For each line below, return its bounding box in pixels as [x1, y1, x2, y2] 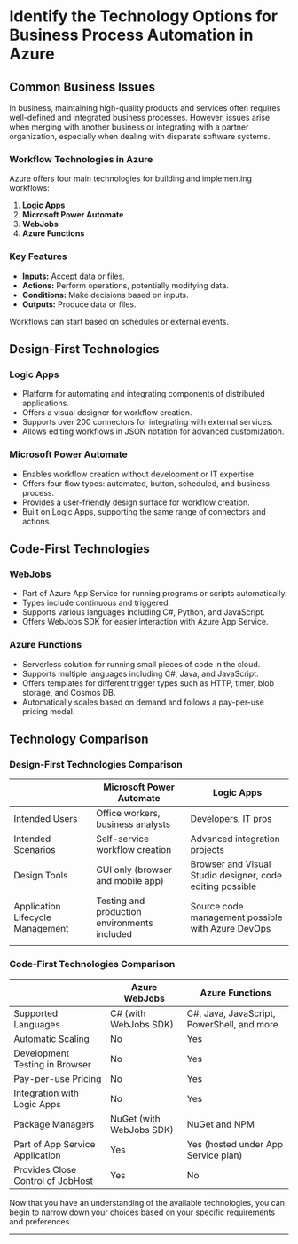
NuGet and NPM [186, 1118, 255, 1130]
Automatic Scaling [13, 1032, 90, 1044]
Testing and [96, 894, 145, 907]
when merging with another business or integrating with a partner [9, 122, 249, 132]
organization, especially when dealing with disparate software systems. [9, 131, 271, 141]
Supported [13, 1007, 59, 1020]
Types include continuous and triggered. [21, 597, 171, 609]
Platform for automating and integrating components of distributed [21, 389, 266, 399]
